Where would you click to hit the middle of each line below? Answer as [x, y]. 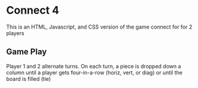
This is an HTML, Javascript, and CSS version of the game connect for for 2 [99, 27]
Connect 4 [33, 10]
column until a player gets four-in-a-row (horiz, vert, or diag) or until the [95, 73]
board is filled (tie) [29, 78]
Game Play [27, 52]
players [16, 33]
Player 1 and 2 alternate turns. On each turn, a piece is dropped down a [94, 66]
